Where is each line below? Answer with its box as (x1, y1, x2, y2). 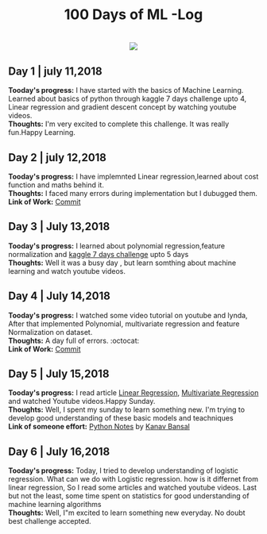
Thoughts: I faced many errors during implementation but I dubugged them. (8, 189, 258, 198)
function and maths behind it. (8, 180, 105, 190)
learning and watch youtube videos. (8, 266, 126, 275)
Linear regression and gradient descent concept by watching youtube (8, 102, 237, 112)
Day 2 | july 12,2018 (8, 151, 107, 164)
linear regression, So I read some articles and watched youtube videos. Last (8, 482, 257, 493)
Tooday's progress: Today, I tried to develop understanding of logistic (8, 466, 238, 475)
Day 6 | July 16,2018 (8, 444, 110, 458)
